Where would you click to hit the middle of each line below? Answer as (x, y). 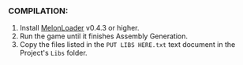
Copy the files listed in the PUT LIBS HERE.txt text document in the (127, 45)
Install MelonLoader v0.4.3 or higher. (79, 28)
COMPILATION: (38, 11)
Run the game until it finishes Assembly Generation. (103, 36)
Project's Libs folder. (54, 53)
